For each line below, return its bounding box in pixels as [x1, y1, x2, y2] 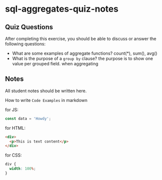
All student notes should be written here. [5, 88, 87, 94]
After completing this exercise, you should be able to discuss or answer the [5, 36, 157, 41]
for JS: [5, 106, 19, 113]
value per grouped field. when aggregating [12, 61, 99, 66]
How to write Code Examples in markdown [5, 97, 88, 103]
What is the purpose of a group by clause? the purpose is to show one [12, 56, 153, 61]
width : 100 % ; [9, 166, 36, 171]
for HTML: [5, 125, 26, 131]
